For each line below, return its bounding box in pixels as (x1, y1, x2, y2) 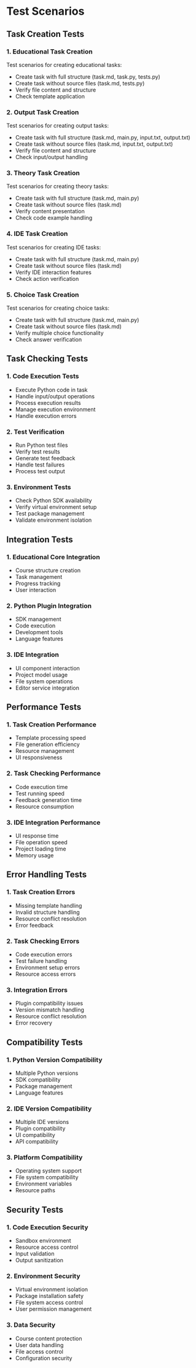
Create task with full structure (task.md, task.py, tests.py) (15, 73, 161, 81)
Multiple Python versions (15, 1069, 79, 1077)
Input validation (15, 1250, 55, 1257)
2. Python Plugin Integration (6, 601, 92, 610)
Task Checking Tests (6, 353, 88, 364)
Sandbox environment (15, 1237, 72, 1244)
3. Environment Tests (6, 482, 71, 491)
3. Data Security (6, 1321, 56, 1329)
